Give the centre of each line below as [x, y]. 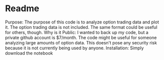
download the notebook [29, 53]
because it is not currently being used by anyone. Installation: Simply [74, 48]
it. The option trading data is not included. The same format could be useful [81, 27]
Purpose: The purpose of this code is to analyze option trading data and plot [82, 22]
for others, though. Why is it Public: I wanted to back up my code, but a [77, 32]
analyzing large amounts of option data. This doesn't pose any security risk [81, 42]
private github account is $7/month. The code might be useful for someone [81, 38]
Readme [22, 9]
